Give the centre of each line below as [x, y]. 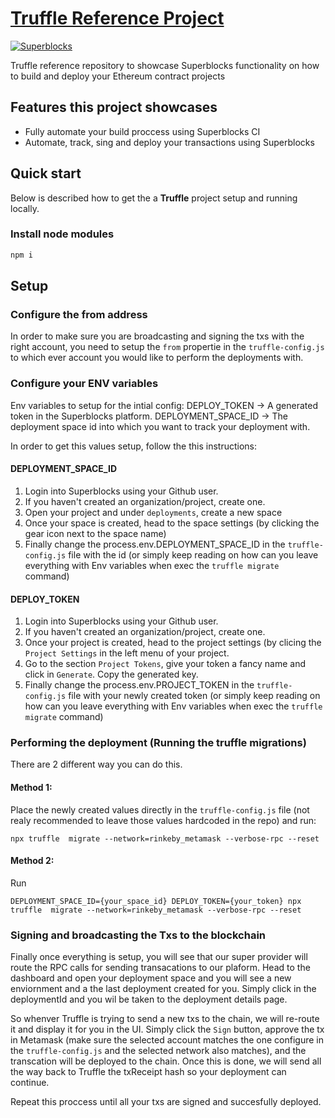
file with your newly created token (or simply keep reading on [194, 696]
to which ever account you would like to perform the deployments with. [157, 358]
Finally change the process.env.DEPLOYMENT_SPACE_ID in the [155, 544]
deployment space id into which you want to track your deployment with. [160, 426]
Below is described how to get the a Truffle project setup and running [154, 198]
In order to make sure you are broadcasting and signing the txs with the [157, 336]
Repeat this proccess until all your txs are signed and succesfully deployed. [166, 1102]
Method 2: [32, 861]
